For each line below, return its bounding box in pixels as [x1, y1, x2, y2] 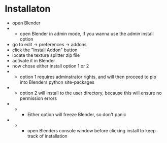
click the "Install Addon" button [12, 47, 78, 53]
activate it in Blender [12, 57, 55, 63]
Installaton [5, 3, 51, 15]
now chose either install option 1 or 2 [12, 63, 89, 69]
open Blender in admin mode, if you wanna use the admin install [19, 30, 154, 37]
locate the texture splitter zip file [12, 52, 80, 58]
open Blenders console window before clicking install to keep [27, 127, 156, 133]
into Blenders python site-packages [19, 79, 95, 85]
